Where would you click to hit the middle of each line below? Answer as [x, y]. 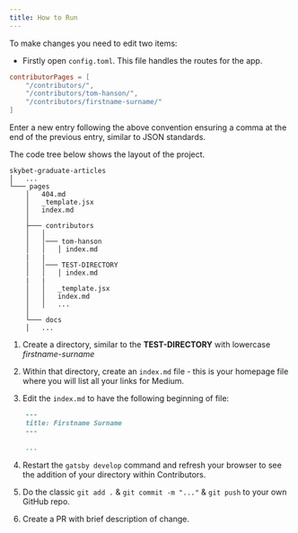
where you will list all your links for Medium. [103, 381]
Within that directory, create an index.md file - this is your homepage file [155, 371]
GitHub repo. [46, 501]
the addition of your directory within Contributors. [114, 474]
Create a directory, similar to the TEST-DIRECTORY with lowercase [146, 345]
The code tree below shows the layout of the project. [107, 154]
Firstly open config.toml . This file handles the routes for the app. [142, 60]
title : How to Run [44, 17]
